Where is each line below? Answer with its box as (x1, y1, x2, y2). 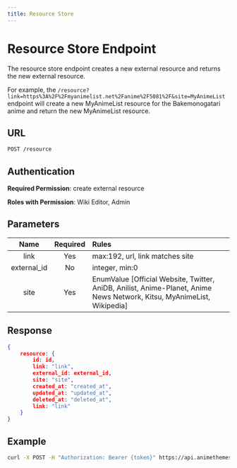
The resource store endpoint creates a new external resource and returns (7, 64, 221, 73)
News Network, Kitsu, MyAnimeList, (92, 291, 210, 301)
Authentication (7, 165, 75, 177)
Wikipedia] (92, 300, 128, 310)
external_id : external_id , (32, 370, 112, 377)
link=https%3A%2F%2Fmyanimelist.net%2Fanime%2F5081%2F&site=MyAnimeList (7, 93, 226, 100)
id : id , (32, 356, 55, 364)
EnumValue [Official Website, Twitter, (92, 274, 215, 283)
